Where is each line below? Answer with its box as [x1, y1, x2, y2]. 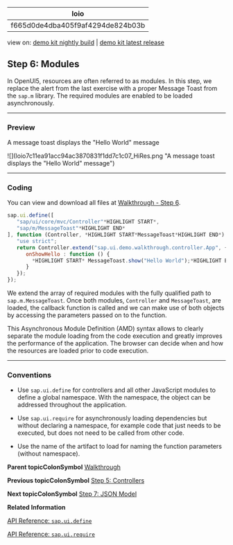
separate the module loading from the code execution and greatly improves [7, 332, 223, 340]
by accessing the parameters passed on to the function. [7, 311, 168, 319]
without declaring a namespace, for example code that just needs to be [17, 422, 221, 430]
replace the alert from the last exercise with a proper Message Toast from [7, 84, 218, 92]
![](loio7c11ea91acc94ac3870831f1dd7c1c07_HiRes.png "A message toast [7, 152, 215, 160]
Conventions [7, 370, 52, 379]
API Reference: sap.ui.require [7, 530, 96, 539]
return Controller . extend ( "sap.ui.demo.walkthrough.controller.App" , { [16, 244, 228, 251]
